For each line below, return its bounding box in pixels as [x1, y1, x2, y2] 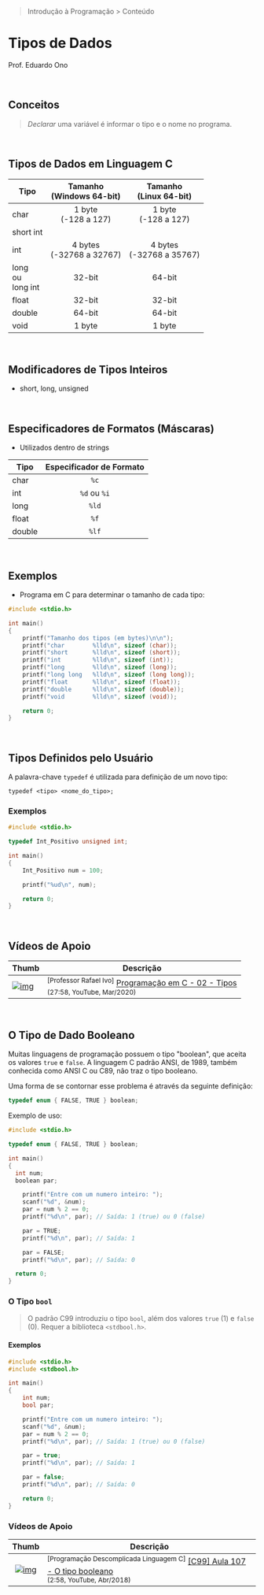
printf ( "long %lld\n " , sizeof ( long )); [22, 663, 178, 672]
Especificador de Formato [45, 462, 145, 473]
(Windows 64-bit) [50, 191, 121, 202]
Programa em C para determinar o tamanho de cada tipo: [19, 590, 205, 599]
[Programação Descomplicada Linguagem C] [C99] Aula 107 [46, 1554, 246, 1567]
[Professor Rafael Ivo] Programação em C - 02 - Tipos [46, 976, 237, 989]
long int [12, 281, 40, 292]
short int [12, 226, 43, 237]
